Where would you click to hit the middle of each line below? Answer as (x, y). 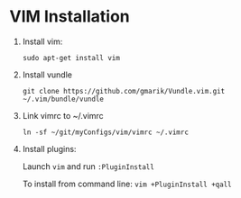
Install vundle (47, 75)
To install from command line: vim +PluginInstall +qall (127, 184)
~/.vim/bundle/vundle (63, 99)
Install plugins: (49, 148)
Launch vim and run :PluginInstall (88, 166)
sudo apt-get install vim (71, 58)
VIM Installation (70, 17)
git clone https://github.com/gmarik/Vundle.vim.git (124, 91)
